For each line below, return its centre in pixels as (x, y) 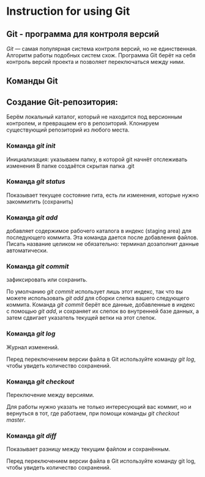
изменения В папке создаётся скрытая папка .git (70, 166)
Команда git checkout (40, 381)
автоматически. (27, 251)
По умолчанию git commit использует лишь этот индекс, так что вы (95, 292)
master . (16, 420)
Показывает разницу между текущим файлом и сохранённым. (88, 449)
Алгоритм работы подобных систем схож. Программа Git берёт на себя (101, 55)
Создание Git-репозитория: (62, 102)
